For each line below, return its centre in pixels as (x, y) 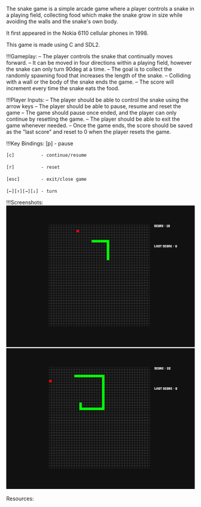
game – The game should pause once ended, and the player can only (92, 113)
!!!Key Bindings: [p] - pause (40, 143)
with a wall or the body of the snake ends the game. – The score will (90, 82)
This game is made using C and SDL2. (53, 45)
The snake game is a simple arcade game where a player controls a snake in (100, 9)
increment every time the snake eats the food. (63, 88)
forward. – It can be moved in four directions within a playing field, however (99, 63)
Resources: (20, 499)
